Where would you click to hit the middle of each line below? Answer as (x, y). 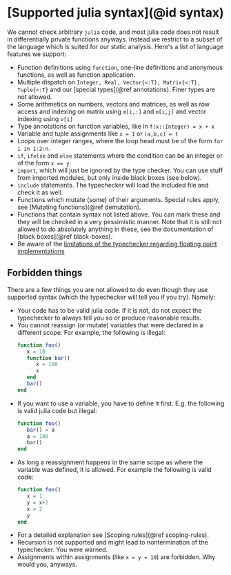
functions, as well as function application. (76, 75)
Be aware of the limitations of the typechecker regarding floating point (117, 244)
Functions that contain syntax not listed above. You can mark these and (119, 214)
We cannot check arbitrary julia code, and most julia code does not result (113, 32)
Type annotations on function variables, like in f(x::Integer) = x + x (116, 126)
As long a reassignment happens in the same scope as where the (110, 462)
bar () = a (41, 430)
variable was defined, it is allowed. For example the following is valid (114, 470)
